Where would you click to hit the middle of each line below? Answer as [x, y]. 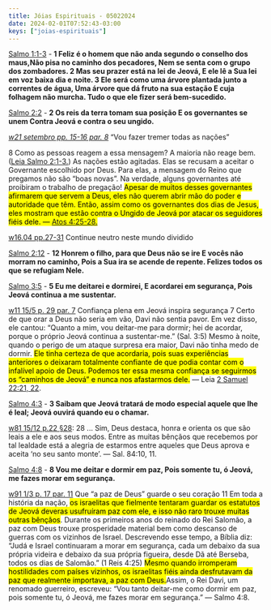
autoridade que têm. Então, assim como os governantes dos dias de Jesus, [133, 204]
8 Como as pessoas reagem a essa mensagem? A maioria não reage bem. [132, 153]
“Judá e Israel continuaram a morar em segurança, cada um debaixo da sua [134, 546]
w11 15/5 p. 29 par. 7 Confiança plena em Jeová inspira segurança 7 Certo [131, 311]
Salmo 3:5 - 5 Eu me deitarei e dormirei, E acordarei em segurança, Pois [131, 286]
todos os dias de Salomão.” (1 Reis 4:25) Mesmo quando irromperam [123, 563]
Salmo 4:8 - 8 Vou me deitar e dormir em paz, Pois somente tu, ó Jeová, [131, 470]
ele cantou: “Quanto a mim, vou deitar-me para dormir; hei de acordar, [125, 328]
